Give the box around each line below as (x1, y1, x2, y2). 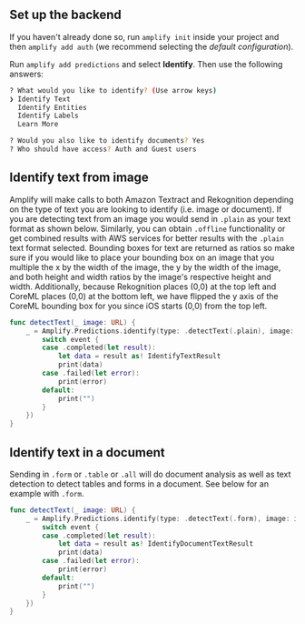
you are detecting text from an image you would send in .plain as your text (9, 213, 291, 224)
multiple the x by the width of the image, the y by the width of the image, (9, 261, 281, 272)
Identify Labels (17, 111, 79, 121)
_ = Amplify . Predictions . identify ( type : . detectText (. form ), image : (25, 514, 290, 523)
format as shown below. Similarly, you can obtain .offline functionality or (9, 223, 286, 234)
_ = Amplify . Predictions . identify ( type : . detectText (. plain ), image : (25, 327, 295, 336)
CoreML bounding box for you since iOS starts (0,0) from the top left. (9, 300, 268, 311)
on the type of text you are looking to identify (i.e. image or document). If (9, 204, 282, 215)
